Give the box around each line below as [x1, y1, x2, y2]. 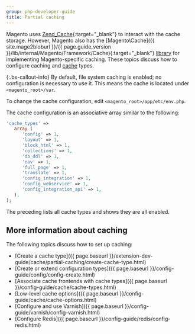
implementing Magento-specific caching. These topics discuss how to [6, 56, 177, 63]
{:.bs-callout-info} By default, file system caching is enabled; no [6, 73, 162, 81]
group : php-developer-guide [6, 8, 76, 15]
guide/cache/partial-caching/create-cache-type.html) [14, 259, 147, 266]
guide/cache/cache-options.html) [14, 297, 97, 304]
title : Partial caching [6, 14, 65, 20]
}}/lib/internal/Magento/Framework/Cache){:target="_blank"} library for [6, 49, 180, 56]
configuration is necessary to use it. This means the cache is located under [6, 79, 190, 86]
